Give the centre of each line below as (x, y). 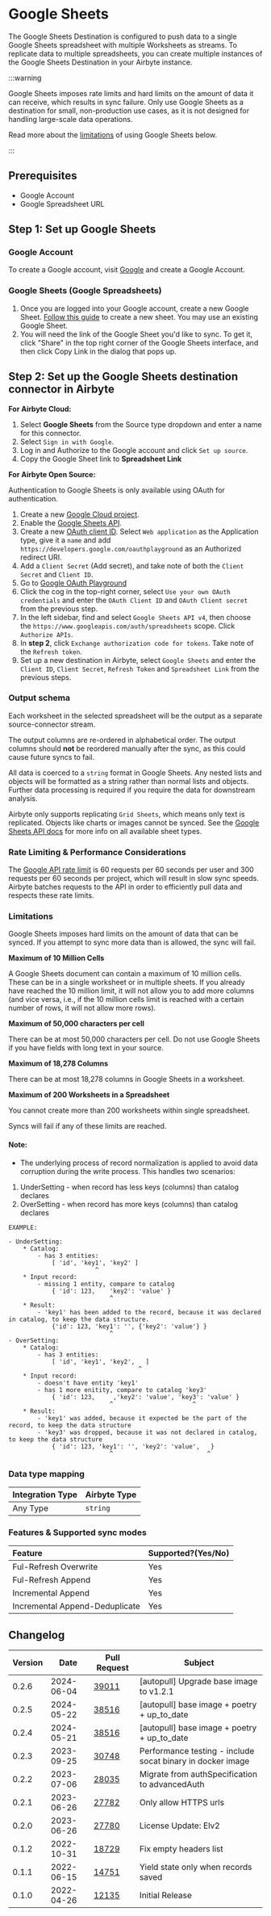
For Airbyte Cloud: (40, 409)
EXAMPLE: (23, 1227)
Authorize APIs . (47, 634)
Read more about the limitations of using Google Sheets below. (113, 135)
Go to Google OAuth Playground (73, 583)
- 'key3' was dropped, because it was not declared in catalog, (148, 1432)
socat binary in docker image (195, 1761)
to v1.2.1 (157, 1692)
